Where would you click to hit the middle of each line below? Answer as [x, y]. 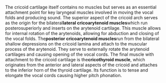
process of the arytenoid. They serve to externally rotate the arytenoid [77, 49]
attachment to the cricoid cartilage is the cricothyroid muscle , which [75, 60]
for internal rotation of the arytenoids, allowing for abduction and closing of [82, 33]
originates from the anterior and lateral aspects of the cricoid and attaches [81, 65]
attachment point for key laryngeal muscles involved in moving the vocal [79, 12]
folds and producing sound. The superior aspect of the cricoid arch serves [82, 18]
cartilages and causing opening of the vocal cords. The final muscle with [80, 54]
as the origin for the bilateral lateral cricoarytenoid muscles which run [76, 23]
